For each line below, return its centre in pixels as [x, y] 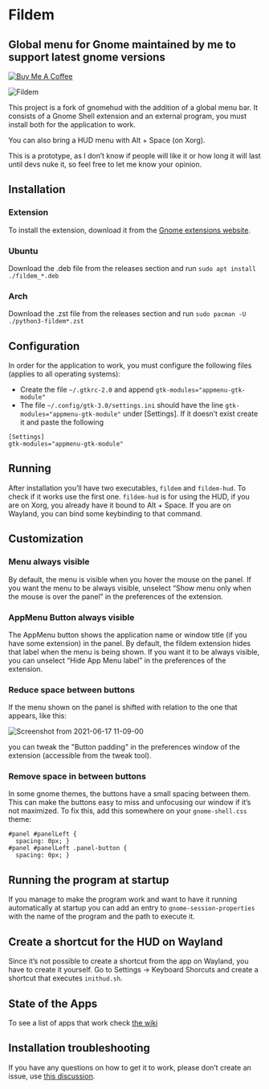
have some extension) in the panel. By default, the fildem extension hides [130, 643]
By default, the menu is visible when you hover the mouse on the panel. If [130, 579]
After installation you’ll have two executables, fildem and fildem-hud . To [127, 487]
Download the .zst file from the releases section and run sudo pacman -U [127, 314]
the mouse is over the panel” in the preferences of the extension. [116, 596]
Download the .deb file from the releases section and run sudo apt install [132, 268]
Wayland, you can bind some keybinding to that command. [105, 513]
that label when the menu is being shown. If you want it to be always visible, [134, 651]
